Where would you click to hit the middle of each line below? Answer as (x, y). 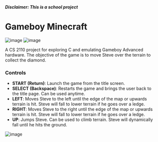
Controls (16, 73)
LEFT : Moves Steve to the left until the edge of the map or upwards (79, 99)
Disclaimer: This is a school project (41, 7)
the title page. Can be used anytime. (49, 94)
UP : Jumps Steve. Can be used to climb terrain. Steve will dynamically (82, 120)
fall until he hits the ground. (39, 125)
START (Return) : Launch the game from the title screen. (69, 83)
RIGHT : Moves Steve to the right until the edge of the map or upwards (82, 109)
